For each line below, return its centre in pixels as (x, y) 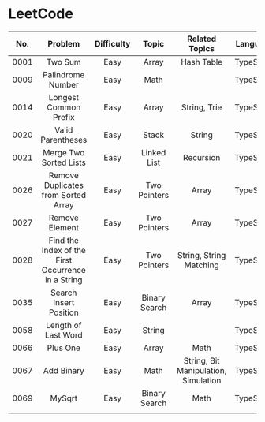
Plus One (64, 348)
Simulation (202, 380)
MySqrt (64, 398)
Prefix (63, 117)
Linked (153, 152)
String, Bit (202, 360)
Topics (202, 48)
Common (64, 107)
